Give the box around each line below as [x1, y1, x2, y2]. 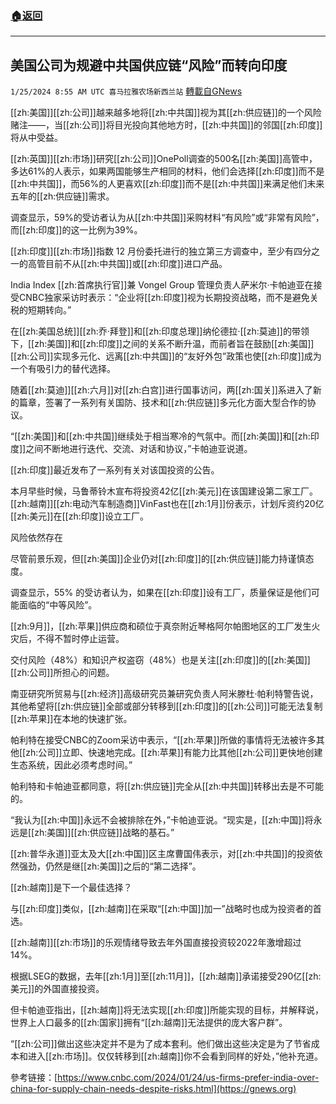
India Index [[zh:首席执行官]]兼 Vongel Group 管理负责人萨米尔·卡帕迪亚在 [10, 279, 314, 291]
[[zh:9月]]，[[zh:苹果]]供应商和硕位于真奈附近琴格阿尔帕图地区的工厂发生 [10, 620, 312, 632]
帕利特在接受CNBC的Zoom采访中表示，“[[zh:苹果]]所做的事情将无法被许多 [10, 734, 317, 746]
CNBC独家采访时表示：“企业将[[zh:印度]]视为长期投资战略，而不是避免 [18, 292, 310, 304]
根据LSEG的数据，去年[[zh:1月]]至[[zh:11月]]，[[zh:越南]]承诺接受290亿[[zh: [10, 970, 322, 982]
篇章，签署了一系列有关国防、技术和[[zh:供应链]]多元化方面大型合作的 [18, 397, 308, 409]
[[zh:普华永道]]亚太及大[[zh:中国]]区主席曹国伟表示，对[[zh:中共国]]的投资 [10, 848, 315, 860]
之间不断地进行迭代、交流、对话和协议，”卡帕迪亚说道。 [25, 443, 253, 455]
